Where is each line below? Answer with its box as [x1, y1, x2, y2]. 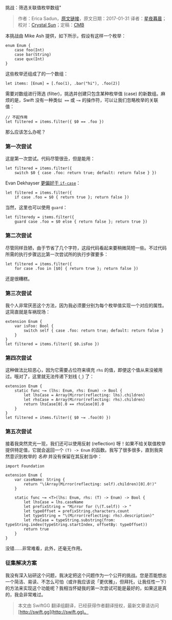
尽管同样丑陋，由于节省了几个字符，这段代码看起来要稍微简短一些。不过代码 [5, 245, 167, 251]
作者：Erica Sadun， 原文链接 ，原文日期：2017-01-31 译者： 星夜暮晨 [17, 15, 162, 22]
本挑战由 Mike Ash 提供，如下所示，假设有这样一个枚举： [5, 33, 126, 39]
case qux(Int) [14, 57, 45, 62]
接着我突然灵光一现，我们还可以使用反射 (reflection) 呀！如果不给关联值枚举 [5, 441, 166, 447]
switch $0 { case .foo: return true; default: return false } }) [14, 170, 157, 176]
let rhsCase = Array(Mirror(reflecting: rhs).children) [24, 397, 145, 403]
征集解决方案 [5, 559, 37, 567]
